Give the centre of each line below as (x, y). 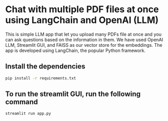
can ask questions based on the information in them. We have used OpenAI (84, 40)
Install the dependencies (45, 66)
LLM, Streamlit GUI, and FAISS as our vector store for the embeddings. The (84, 45)
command (22, 102)
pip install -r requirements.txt (41, 78)
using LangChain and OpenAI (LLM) (82, 20)
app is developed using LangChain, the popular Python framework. (76, 50)
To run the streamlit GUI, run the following (73, 94)
